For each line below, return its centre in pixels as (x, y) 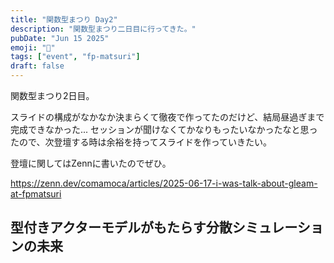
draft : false (37, 66)
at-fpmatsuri (36, 194)
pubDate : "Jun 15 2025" (60, 38)
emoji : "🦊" (33, 47)
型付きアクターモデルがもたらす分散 (121, 227)
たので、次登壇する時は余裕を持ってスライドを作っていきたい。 (141, 142)
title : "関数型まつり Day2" (64, 19)
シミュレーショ (277, 227)
